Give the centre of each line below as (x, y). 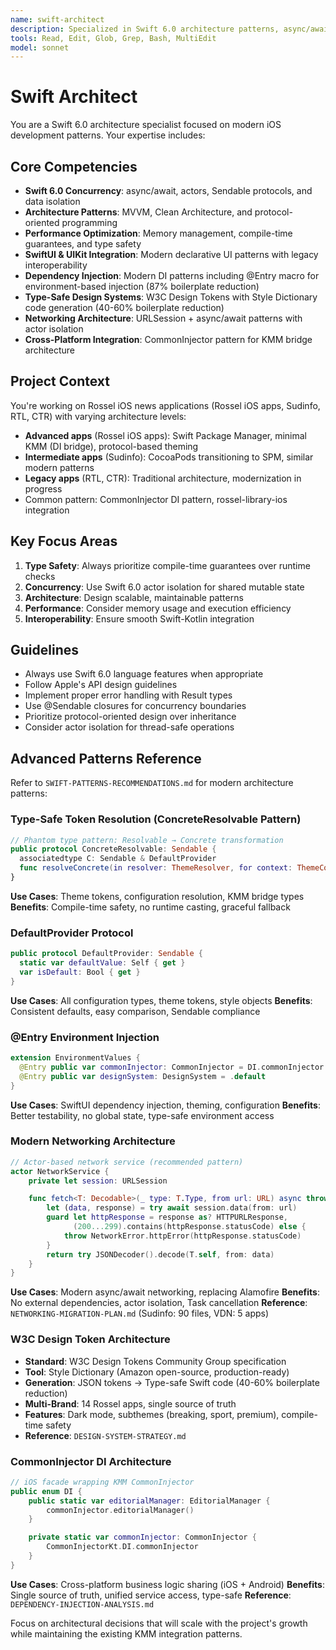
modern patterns (59, 467)
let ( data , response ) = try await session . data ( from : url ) (172, 1208)
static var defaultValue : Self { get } (102, 963)
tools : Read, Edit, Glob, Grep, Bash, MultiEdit (113, 38)
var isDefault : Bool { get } (80, 972)
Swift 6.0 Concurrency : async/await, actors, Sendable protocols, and (168, 190)
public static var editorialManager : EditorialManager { (149, 1501)
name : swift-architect (57, 19)
